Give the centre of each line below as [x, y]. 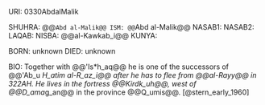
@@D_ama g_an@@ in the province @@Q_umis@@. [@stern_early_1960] [129, 92]
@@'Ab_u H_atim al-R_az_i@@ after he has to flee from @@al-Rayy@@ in [132, 75]
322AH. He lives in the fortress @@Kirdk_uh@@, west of [102, 84]
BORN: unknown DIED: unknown [62, 51]
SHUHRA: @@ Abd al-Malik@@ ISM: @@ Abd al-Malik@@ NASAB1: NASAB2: [132, 27]
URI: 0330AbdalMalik [43, 12]
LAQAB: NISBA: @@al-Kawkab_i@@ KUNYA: [83, 36]
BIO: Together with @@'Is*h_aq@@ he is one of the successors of [119, 67]
